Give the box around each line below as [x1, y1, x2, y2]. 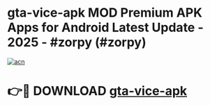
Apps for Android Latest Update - [7, 19, 204, 35]
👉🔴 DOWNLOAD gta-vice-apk [7, 83, 188, 99]
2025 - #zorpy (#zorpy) [7, 35, 147, 50]
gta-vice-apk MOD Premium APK [7, 5, 202, 21]
